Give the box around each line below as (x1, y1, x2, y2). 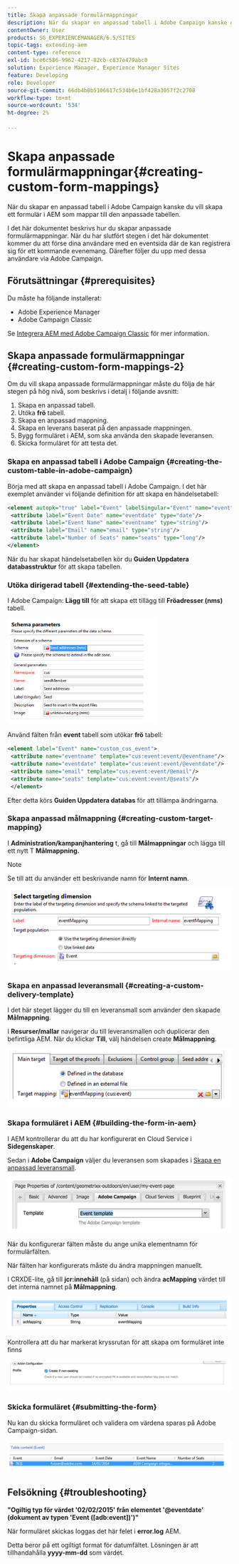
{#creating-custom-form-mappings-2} (7, 361, 185, 373)
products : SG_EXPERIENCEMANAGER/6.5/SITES (7, 34, 135, 41)
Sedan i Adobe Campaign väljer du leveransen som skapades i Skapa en (7, 1156, 221, 1164)
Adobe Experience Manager (17, 308, 100, 316)
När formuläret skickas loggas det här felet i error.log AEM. (7, 1527, 181, 1535)
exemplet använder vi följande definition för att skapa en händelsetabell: (7, 489, 219, 498)
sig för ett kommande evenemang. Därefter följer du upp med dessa (7, 246, 206, 255)
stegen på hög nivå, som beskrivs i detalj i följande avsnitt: (7, 387, 179, 396)
